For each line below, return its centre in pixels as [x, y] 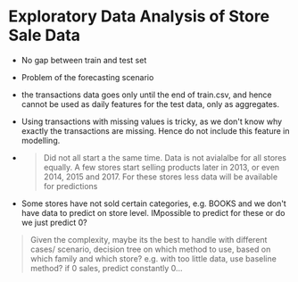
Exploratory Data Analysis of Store [139, 17]
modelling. [41, 140]
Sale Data [45, 35]
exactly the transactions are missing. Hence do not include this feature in [155, 130]
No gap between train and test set [84, 60]
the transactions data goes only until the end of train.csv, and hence [147, 95]
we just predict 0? [54, 222]
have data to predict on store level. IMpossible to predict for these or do [153, 212]
